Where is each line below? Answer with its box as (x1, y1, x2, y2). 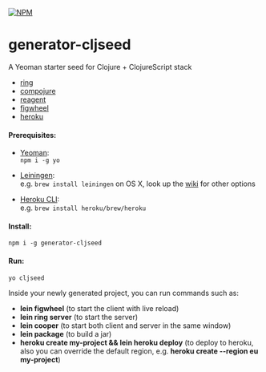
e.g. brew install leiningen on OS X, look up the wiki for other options (19, 179, 256, 188)
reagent (19, 95, 46, 104)
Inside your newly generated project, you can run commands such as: (8, 288, 239, 297)
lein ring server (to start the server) (19, 312, 139, 321)
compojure (19, 86, 56, 95)
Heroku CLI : (19, 195, 60, 204)
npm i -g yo (19, 156, 60, 164)
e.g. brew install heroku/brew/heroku (19, 203, 147, 212)
